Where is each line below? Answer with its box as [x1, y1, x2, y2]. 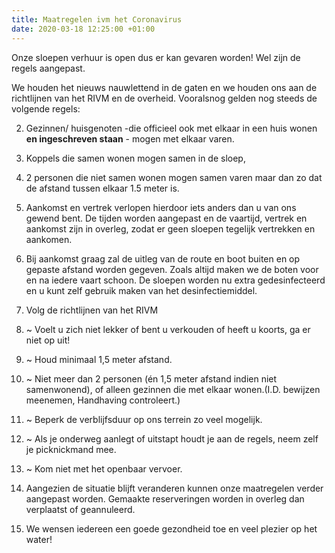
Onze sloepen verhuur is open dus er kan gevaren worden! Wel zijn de [11, 51, 301, 63]
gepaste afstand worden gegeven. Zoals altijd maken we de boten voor [25, 263, 319, 275]
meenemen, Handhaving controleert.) [25, 394, 181, 406]
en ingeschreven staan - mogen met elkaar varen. [25, 132, 235, 145]
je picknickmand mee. [25, 443, 117, 455]
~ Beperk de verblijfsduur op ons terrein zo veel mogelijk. [25, 413, 263, 425]
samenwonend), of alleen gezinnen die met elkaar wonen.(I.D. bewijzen [25, 383, 321, 395]
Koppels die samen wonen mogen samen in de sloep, [25, 152, 246, 164]
